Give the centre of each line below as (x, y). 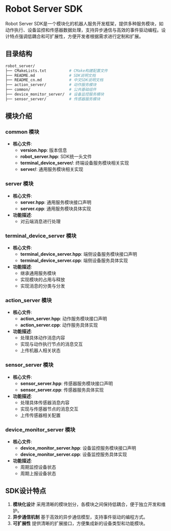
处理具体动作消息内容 (42, 338)
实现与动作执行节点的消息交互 (51, 344)
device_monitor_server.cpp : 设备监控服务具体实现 (74, 454)
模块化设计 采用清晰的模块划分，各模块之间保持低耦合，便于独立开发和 (87, 504)
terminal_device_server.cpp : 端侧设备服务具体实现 (74, 260)
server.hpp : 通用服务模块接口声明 (56, 202)
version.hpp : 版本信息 (44, 150)
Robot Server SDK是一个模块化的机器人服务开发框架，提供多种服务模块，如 (84, 23)
